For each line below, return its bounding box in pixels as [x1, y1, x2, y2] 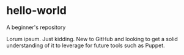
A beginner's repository [6, 24, 66, 31]
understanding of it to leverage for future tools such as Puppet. [6, 42, 165, 49]
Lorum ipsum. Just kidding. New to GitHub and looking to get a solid [6, 35, 178, 42]
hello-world [6, 4, 67, 18]
